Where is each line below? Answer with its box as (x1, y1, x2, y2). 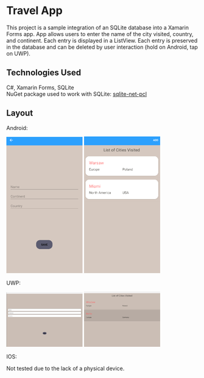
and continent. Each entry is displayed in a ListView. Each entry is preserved (6, 37, 198, 44)
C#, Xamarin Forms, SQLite (6, 84, 74, 91)
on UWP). (6, 49, 30, 57)
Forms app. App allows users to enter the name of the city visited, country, (6, 30, 194, 37)
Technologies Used (6, 68, 81, 78)
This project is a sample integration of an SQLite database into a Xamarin (6, 24, 189, 31)
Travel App (6, 4, 63, 18)
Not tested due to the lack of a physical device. (6, 365, 125, 373)
